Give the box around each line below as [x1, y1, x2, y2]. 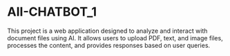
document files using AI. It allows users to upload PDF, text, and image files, [7, 33, 223, 42]
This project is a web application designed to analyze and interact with [7, 27, 208, 35]
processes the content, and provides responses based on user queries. [7, 41, 211, 49]
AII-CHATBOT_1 [7, 4, 97, 20]
